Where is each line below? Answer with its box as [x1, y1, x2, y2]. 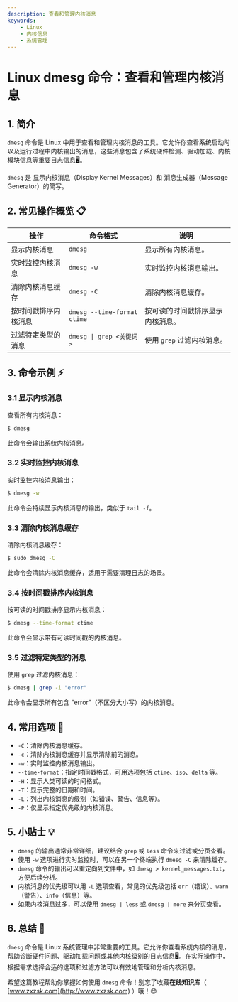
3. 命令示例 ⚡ [7, 367, 64, 379]
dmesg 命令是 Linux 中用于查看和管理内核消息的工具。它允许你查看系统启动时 [7, 138, 231, 146]
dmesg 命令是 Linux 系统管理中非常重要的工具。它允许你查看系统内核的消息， [7, 942, 231, 951]
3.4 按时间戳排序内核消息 [7, 588, 94, 598]
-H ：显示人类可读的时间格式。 [17, 777, 106, 785]
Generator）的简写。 [7, 182, 69, 190]
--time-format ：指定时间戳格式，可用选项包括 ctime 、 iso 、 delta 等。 [17, 768, 222, 776]
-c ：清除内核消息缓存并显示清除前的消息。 [17, 750, 143, 758]
